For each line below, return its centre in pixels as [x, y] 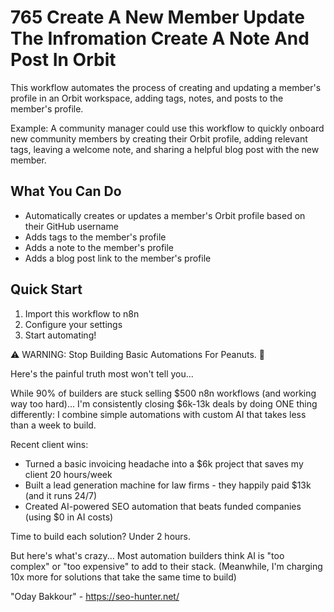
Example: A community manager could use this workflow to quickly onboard [167, 128]
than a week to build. [53, 425]
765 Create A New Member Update [158, 17]
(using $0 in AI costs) [69, 517]
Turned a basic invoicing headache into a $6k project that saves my [164, 463]
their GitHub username [71, 226]
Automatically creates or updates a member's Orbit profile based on [165, 215]
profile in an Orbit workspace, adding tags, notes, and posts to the [147, 98]
